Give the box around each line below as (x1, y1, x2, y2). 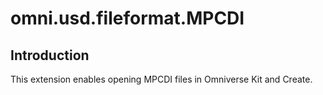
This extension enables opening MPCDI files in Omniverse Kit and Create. (10, 73, 313, 85)
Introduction (10, 47, 90, 64)
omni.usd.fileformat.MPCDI (10, 7, 245, 30)
